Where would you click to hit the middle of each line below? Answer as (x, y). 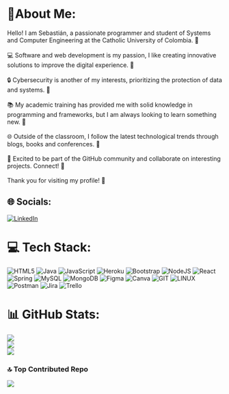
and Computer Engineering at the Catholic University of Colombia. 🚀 (103, 40)
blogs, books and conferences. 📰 (54, 144)
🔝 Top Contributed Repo (48, 369)
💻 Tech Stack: (49, 247)
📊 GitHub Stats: (54, 314)
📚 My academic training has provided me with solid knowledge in (100, 105)
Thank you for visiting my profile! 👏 (56, 180)
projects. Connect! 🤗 (36, 166)
